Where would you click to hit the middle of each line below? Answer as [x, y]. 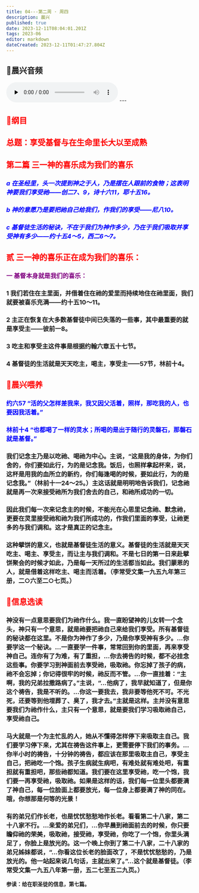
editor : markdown [28, 39]
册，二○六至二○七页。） [41, 580]
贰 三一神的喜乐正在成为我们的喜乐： [74, 257]
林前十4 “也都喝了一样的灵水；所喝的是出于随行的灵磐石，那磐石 [99, 429]
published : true [26, 23]
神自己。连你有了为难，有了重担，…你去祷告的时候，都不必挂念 [98, 656]
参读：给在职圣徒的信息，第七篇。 [48, 884]
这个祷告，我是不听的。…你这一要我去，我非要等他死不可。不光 [98, 691]
